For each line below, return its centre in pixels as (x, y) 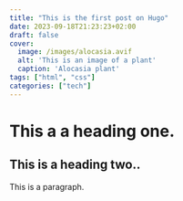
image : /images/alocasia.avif (75, 52)
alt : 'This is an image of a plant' (87, 60)
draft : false (34, 35)
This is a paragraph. (47, 186)
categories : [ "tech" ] (51, 86)
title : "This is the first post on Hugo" (89, 18)
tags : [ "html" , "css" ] (52, 78)
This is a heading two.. (75, 165)
